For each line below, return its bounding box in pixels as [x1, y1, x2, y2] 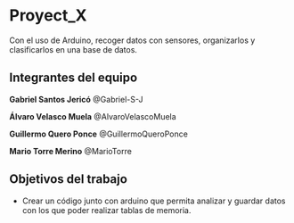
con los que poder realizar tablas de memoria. [21, 204, 192, 215]
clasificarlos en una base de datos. [9, 44, 138, 54]
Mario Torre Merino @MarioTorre [9, 145, 132, 156]
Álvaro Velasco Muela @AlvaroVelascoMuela [9, 111, 176, 121]
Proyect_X [9, 5, 87, 26]
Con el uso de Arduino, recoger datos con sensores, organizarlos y [9, 35, 256, 45]
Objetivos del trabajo [9, 171, 127, 187]
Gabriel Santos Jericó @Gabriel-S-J [9, 94, 144, 104]
